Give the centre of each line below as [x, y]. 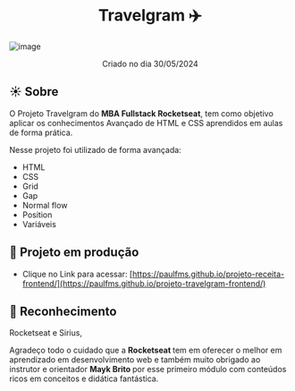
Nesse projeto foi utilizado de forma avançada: [95, 149]
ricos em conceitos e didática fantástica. [84, 378]
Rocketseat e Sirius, [46, 333]
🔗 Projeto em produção [74, 253]
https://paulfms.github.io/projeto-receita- [208, 274]
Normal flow [45, 205]
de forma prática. [41, 132]
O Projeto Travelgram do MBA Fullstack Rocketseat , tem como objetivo [142, 113]
